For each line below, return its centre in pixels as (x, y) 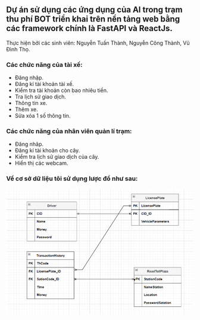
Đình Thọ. (18, 49)
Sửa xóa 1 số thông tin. (43, 116)
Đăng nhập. (29, 78)
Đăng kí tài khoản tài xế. (44, 84)
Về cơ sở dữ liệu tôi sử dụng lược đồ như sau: (72, 179)
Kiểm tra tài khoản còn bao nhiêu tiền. (61, 90)
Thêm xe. (26, 109)
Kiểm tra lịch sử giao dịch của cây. (57, 157)
